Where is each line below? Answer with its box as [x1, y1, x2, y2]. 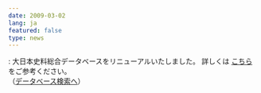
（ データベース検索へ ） [8, 76, 85, 86]
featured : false [8, 26, 62, 34]
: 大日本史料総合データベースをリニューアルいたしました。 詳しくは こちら [8, 56, 253, 66]
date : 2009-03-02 [8, 11, 66, 20]
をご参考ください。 [8, 67, 72, 76]
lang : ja [8, 19, 37, 27]
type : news [8, 33, 45, 42]
